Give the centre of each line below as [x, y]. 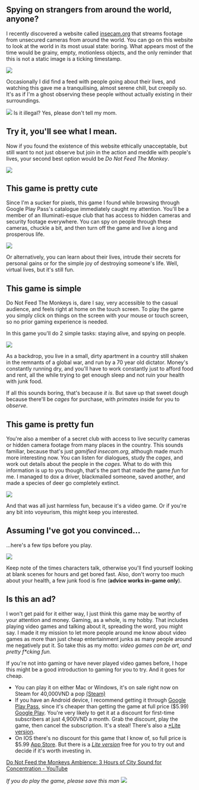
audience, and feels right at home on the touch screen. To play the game [95, 309]
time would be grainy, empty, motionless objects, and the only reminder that [99, 52]
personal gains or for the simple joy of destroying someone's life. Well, [92, 263]
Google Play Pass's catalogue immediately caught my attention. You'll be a [97, 209]
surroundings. [23, 100]
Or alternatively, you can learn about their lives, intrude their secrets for [94, 257]
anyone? [23, 19]
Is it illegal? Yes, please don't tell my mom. [65, 113]
